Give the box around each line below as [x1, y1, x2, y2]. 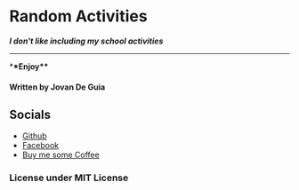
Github [21, 131, 47, 141]
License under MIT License [9, 171, 129, 184]
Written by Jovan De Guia [9, 82, 106, 92]
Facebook [21, 140, 60, 151]
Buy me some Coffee [21, 149, 100, 161]
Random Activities [9, 6, 149, 27]
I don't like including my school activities [9, 36, 164, 46]
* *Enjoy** [9, 60, 49, 72]
